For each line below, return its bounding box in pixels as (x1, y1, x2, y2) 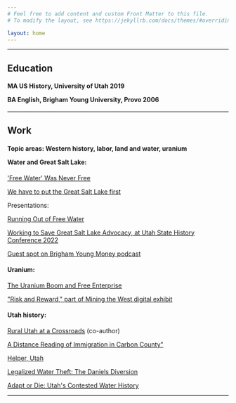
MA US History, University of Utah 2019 (7, 82, 125, 90)
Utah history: (7, 311, 47, 319)
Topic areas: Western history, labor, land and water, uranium (7, 144, 188, 152)
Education (7, 62, 53, 74)
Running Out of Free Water (7, 214, 85, 223)
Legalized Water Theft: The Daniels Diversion (7, 367, 138, 376)
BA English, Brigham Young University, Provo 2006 (7, 96, 159, 104)
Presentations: (7, 201, 49, 209)
